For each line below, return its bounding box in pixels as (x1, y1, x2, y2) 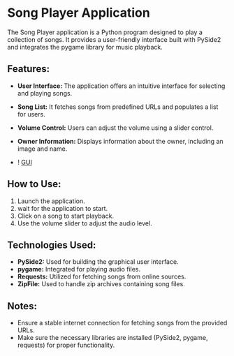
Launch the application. (17, 197, 85, 205)
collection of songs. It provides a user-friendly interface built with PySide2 (7, 35, 221, 43)
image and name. (17, 144, 68, 153)
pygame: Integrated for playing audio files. (17, 265, 141, 274)
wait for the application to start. (17, 204, 108, 212)
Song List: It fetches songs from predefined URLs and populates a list (17, 103, 219, 111)
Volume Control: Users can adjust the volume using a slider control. (17, 124, 214, 132)
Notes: (7, 300, 37, 312)
